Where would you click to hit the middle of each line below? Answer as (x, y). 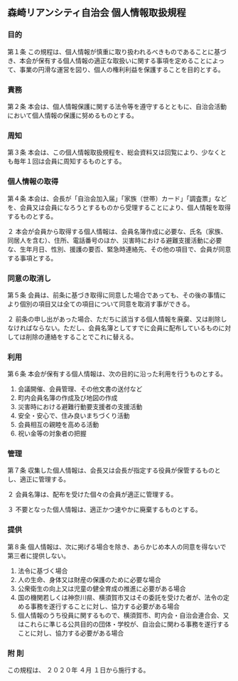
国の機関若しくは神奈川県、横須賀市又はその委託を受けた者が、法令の (120, 597)
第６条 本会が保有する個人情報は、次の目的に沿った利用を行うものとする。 (117, 374)
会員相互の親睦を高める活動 (58, 425)
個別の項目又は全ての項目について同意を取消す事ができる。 (107, 304)
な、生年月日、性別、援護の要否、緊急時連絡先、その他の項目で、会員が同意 (119, 249)
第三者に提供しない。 (38, 555)
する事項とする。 (32, 258)
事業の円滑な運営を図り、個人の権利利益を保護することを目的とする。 (122, 69)
